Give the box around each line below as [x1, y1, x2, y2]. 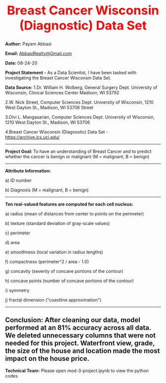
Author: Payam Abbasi [5, 41, 52, 46]
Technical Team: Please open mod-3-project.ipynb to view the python [5, 368, 149, 374]
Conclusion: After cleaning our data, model [5, 316, 141, 324]
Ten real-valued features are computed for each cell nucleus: [5, 201, 133, 207]
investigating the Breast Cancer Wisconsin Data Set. [5, 75, 112, 81]
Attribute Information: [5, 168, 51, 173]
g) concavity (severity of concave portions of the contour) [5, 268, 124, 274]
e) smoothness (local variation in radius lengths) [5, 249, 103, 255]
